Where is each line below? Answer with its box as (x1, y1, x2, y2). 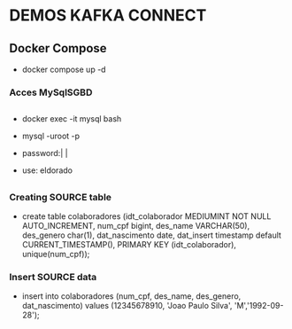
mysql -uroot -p (21, 130, 81, 142)
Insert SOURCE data (9, 271, 97, 283)
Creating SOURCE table (9, 191, 112, 203)
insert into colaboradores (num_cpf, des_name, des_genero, (21, 291, 242, 302)
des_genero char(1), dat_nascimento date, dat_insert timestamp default (21, 230, 281, 240)
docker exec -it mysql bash (21, 114, 122, 124)
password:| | (21, 148, 68, 159)
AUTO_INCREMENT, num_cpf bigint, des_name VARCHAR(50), (21, 221, 250, 231)
